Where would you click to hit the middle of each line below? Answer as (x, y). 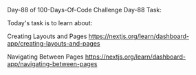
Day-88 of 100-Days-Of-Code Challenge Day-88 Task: (84, 10)
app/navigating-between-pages (52, 64)
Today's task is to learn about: (50, 23)
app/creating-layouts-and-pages (54, 43)
